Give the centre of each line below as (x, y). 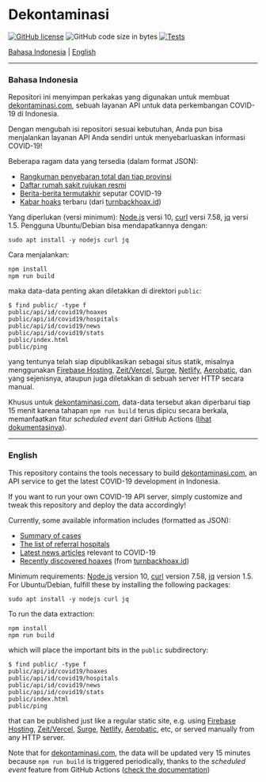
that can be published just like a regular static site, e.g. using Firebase (122, 720)
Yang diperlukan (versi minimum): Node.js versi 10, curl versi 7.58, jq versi (128, 217)
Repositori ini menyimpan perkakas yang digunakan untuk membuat (119, 97)
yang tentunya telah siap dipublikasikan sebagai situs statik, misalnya (121, 362)
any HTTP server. (37, 737)
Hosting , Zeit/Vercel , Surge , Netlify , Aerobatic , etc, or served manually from (131, 729)
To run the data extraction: (51, 613)
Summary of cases (50, 535)
